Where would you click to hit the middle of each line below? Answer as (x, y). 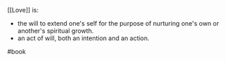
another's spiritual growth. (55, 31)
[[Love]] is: (23, 10)
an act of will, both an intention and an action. (83, 38)
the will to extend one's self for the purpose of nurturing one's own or (118, 23)
